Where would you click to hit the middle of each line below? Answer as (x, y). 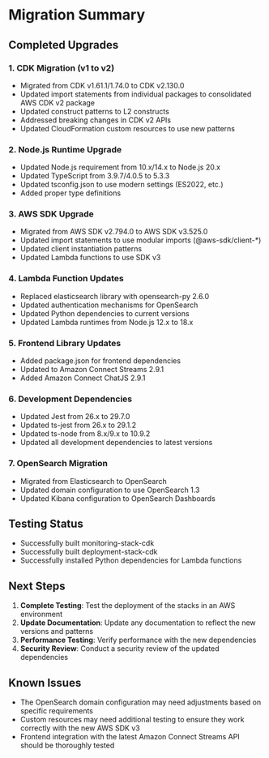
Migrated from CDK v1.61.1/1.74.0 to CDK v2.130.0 (102, 85)
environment (41, 615)
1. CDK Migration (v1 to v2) (62, 68)
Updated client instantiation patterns (81, 249)
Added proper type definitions (70, 193)
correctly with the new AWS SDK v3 (80, 728)
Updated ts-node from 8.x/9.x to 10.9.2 (85, 434)
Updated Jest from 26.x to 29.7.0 (75, 417)
